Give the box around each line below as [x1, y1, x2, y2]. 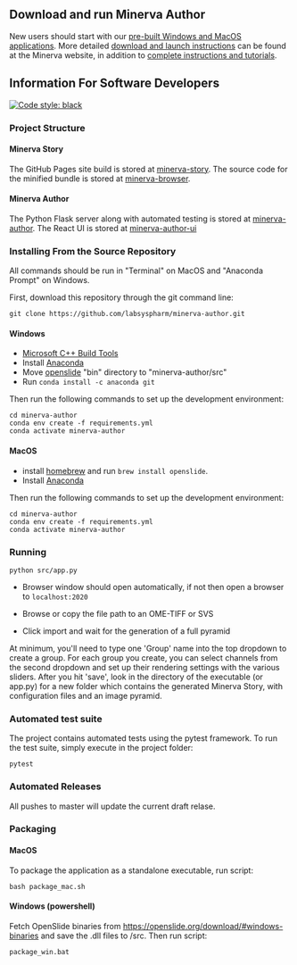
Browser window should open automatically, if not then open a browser [21, 581, 285, 592]
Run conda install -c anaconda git [21, 377, 155, 387]
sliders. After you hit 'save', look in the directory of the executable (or [9, 671, 263, 682]
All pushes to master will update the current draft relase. [9, 801, 216, 811]
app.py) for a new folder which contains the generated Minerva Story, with [9, 680, 284, 691]
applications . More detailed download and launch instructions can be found [9, 40, 287, 51]
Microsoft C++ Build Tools [21, 348, 119, 359]
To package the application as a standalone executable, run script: [9, 865, 254, 876]
